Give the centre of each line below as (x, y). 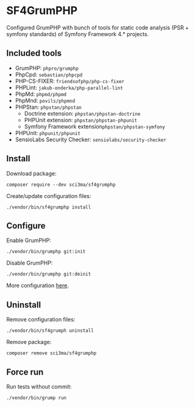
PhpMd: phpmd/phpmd (41, 94)
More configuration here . (37, 285)
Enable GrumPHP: (29, 240)
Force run (25, 372)
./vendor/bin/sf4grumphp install (49, 207)
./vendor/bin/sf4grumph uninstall (50, 331)
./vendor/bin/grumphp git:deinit (49, 274)
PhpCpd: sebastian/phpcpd (49, 75)
